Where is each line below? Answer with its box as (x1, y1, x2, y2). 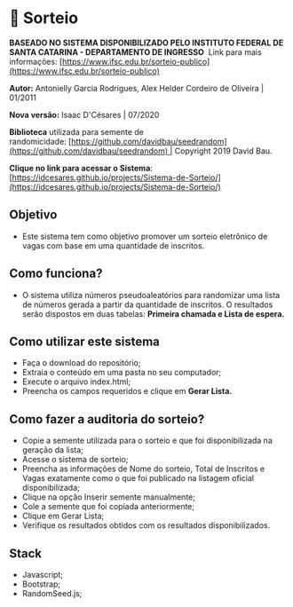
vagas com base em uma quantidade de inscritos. (21, 240, 205, 251)
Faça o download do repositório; (21, 358, 141, 368)
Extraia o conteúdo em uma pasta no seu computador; (21, 367, 222, 378)
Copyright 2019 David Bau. (174, 146, 273, 156)
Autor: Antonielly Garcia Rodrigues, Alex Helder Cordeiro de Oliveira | (9, 83, 265, 93)
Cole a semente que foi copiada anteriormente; (21, 501, 195, 512)
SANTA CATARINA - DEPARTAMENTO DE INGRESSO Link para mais (9, 46, 262, 57)
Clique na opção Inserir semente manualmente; (21, 492, 195, 502)
